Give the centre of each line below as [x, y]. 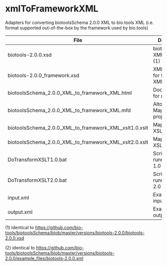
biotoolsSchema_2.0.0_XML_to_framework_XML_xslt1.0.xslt [78, 128]
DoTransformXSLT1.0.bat [37, 159]
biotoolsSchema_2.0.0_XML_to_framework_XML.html [70, 93]
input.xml [18, 198]
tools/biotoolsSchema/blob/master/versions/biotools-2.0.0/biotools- [75, 233]
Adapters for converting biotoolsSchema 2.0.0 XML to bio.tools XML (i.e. [80, 22]
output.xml [20, 212]
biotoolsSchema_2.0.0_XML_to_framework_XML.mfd [69, 110]
